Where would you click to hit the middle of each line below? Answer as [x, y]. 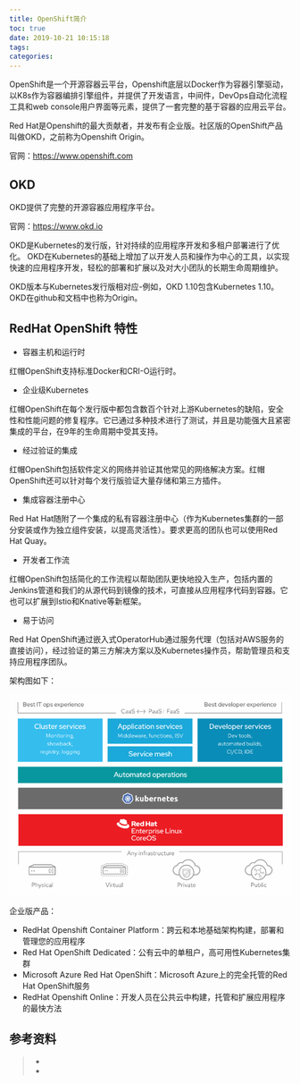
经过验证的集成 [50, 450]
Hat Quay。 [30, 540]
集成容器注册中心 [54, 499]
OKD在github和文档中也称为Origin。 [76, 297]
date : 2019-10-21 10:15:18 [59, 38]
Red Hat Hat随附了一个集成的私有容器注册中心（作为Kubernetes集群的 [138, 518]
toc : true [28, 28]
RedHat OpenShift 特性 [74, 329]
